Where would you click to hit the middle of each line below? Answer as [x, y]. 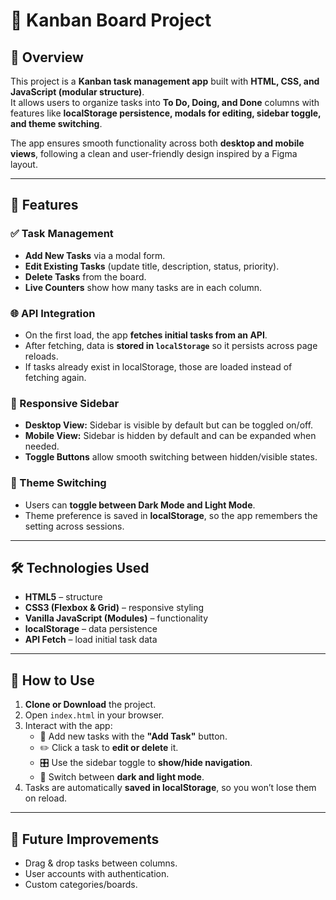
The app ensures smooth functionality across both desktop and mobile [157, 143]
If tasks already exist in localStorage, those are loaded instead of [158, 366]
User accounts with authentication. [97, 874]
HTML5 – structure [63, 597]
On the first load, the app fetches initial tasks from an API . [146, 335]
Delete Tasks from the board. [85, 276]
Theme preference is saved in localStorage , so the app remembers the [171, 515]
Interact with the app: [68, 726]
